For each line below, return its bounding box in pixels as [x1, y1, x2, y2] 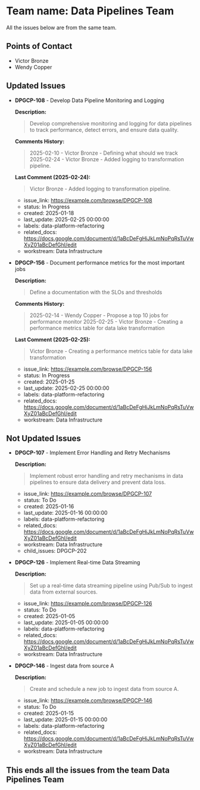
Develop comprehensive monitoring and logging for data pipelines [29, 119, 192, 127]
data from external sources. [29, 588, 98, 595]
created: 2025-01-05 [23, 613, 76, 620]
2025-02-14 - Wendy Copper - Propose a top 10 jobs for [29, 312, 168, 319]
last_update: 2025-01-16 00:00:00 [23, 509, 108, 517]
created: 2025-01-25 [23, 378, 75, 385]
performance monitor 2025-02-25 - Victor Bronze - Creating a [29, 318, 183, 325]
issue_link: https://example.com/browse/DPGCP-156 [23, 365, 152, 373]
